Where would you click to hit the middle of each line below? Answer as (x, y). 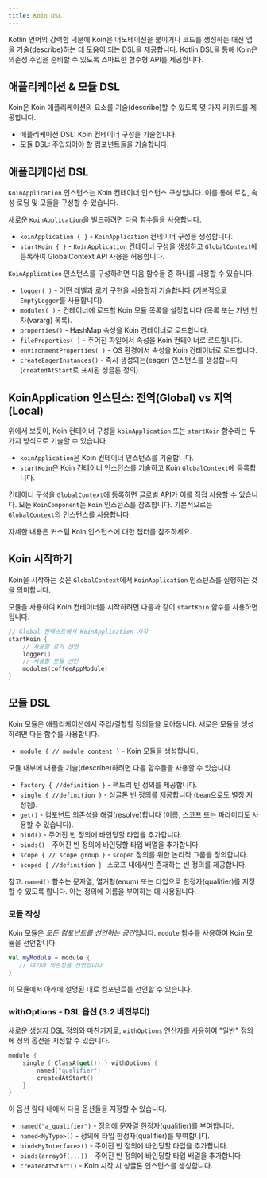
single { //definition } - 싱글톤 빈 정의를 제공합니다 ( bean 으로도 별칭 (132, 794)
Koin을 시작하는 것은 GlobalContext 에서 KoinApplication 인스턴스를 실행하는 (129, 580)
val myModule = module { (49, 958)
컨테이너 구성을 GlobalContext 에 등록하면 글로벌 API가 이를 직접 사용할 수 (123, 494)
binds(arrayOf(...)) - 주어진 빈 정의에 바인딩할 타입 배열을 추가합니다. (132, 1156)
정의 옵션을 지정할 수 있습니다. (63, 1041)
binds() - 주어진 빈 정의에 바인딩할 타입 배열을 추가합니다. (110, 844)
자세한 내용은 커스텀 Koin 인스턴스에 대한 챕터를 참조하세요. (100, 532)
